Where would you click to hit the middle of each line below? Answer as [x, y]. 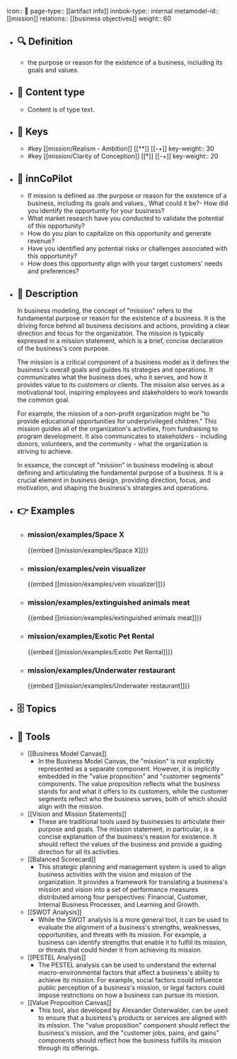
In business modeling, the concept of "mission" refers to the [104, 311]
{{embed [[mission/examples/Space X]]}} [88, 550]
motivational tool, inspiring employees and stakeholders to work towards [122, 392]
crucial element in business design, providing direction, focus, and [114, 480]
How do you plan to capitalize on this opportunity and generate [119, 234]
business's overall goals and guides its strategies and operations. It [115, 370]
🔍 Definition [45, 42]
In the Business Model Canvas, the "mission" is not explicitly [126, 761]
